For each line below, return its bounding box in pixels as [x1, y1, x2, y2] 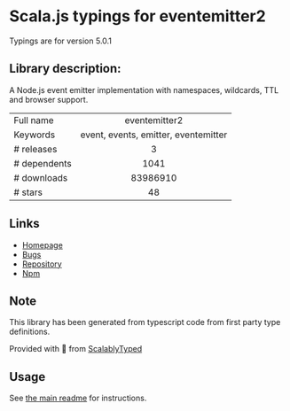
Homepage [21, 239, 64, 250]
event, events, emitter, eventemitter [80, 128, 228, 141]
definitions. [9, 326, 51, 337]
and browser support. [9, 94, 89, 105]
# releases [13, 143, 58, 155]
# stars [13, 186, 43, 198]
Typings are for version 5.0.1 [9, 35, 113, 46]
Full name [13, 113, 55, 126]
